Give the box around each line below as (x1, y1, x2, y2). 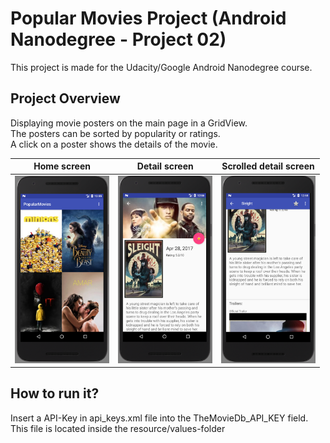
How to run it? (10, 385, 100, 402)
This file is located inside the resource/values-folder (10, 422, 226, 434)
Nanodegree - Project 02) (10, 28, 227, 51)
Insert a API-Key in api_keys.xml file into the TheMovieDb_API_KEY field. (10, 412, 309, 424)
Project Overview (10, 90, 121, 107)
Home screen (33, 160, 91, 172)
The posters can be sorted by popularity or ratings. (10, 127, 221, 139)
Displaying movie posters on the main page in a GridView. (10, 117, 248, 129)
